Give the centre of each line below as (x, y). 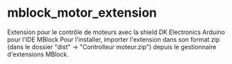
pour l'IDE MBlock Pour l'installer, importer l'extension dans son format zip (114, 39)
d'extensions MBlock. (38, 54)
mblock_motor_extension (82, 13)
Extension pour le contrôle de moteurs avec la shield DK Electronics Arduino (116, 32)
